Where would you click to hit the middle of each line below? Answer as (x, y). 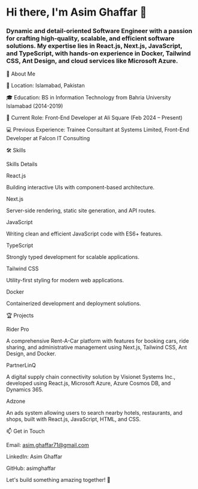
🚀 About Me (21, 74)
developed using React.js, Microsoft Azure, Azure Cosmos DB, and (89, 384)
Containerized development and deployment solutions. (74, 304)
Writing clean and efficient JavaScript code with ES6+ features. (84, 234)
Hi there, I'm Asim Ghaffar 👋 (77, 12)
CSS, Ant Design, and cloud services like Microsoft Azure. (92, 61)
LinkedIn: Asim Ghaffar (34, 457)
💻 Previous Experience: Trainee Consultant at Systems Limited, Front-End (98, 130)
